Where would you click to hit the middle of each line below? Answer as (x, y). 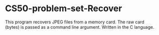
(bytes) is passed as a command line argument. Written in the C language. (80, 27)
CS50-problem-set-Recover (64, 9)
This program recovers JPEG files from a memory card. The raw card (75, 22)
